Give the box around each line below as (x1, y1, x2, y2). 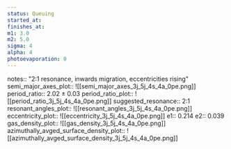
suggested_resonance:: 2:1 (113, 97, 190, 105)
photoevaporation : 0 (7, 56, 67, 63)
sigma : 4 (7, 42, 33, 49)
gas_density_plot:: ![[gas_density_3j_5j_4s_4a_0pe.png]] (7, 119, 166, 127)
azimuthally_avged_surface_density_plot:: (7, 126, 125, 134)
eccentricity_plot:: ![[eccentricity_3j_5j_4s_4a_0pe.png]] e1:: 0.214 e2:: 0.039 (7, 111, 225, 120)
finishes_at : (7, 23, 45, 30)
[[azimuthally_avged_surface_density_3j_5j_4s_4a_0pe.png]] (7, 134, 179, 142)
